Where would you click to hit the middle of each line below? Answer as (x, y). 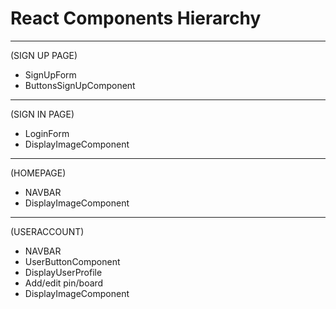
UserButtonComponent (72, 261)
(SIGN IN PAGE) (42, 114)
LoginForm (47, 133)
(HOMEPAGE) (38, 173)
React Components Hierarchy (136, 18)
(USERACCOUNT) (47, 231)
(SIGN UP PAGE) (44, 55)
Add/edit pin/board (64, 283)
